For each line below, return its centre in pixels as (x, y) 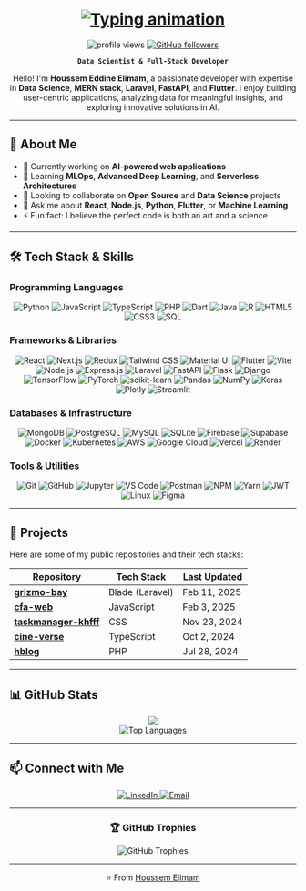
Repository (57, 577)
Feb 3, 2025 (209, 607)
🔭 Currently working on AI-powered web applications (124, 166)
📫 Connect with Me (67, 769)
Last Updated (213, 577)
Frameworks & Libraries (63, 340)
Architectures (50, 186)
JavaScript (132, 607)
